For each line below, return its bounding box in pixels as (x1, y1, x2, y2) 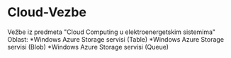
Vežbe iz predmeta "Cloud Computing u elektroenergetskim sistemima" (7, 28, 216, 36)
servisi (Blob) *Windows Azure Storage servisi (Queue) (7, 42, 169, 51)
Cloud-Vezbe (7, 4, 87, 21)
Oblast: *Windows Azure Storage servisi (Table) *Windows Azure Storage (7, 35, 225, 43)
